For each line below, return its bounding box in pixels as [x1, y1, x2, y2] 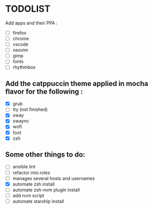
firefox [12, 29, 27, 36]
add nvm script [12, 192, 45, 198]
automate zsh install [12, 181, 55, 187]
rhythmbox [12, 64, 36, 70]
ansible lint [12, 164, 36, 170]
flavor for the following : [5, 87, 83, 96]
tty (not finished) [12, 106, 48, 112]
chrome [12, 36, 29, 41]
